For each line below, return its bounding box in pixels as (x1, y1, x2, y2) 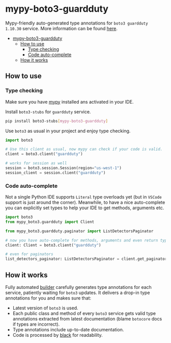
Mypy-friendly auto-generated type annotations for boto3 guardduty (5, 20, 149, 26)
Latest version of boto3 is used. (12, 305, 78, 311)
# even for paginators (5, 252, 53, 257)
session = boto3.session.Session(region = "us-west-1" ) (5, 165, 122, 170)
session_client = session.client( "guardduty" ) (5, 170, 106, 175)
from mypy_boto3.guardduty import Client (5, 219, 95, 225)
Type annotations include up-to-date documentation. (12, 326, 124, 332)
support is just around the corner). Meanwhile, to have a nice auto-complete (5, 200, 165, 206)
